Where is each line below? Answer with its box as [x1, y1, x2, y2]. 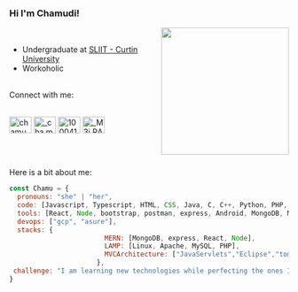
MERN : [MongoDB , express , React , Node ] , [104, 234, 255, 242]
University [21, 54, 60, 65]
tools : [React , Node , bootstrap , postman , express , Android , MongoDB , [17, 209, 284, 218]
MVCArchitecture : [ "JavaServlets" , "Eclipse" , [104, 250, 276, 259]
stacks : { [17, 225, 53, 234]
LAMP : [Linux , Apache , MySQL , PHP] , [104, 242, 240, 250]
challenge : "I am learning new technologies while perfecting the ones [12, 266, 284, 276]
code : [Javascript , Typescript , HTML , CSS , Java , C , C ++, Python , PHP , [17, 201, 288, 210]
